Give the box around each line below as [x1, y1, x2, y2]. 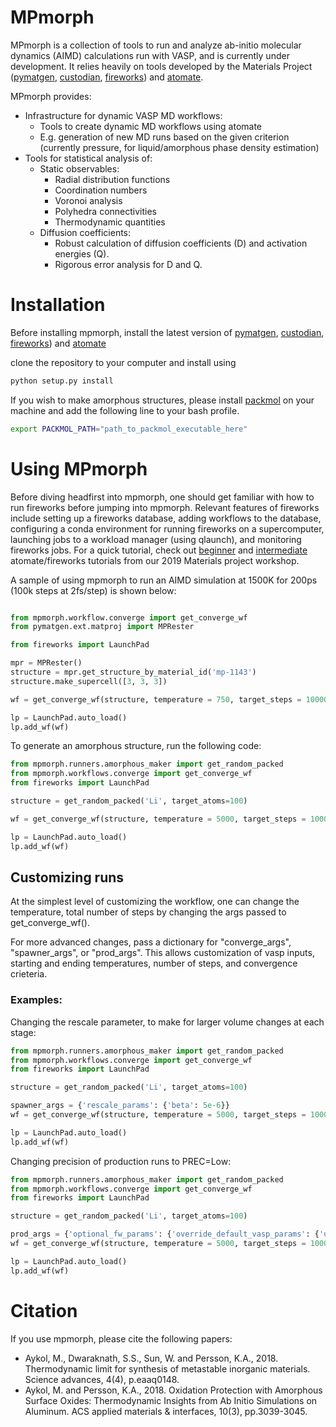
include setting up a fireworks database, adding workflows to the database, [10, 512, 322, 524]
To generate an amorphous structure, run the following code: [10, 740, 262, 752]
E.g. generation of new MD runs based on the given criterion [39, 131, 290, 143]
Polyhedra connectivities [54, 205, 157, 217]
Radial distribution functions [54, 173, 171, 185]
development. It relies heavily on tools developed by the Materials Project [10, 60, 313, 72]
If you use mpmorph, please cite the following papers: [10, 1332, 233, 1345]
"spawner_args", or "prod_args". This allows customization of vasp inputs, [10, 947, 315, 959]
